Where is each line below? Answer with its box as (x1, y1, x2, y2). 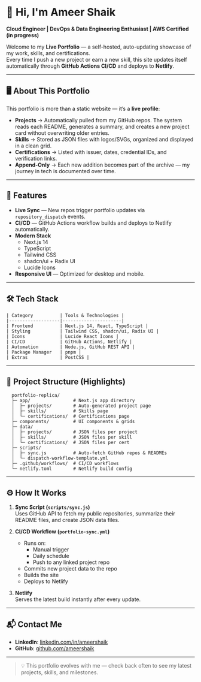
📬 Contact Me (6, 620, 62, 630)
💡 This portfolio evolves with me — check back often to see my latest (20, 662, 192, 669)
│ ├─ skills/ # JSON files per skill (11, 434, 133, 440)
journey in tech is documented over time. (14, 167, 117, 174)
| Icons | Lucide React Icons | (6, 334, 119, 340)
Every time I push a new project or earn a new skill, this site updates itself (6, 56, 187, 63)
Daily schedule (32, 553, 70, 559)
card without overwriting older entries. (14, 129, 109, 137)
